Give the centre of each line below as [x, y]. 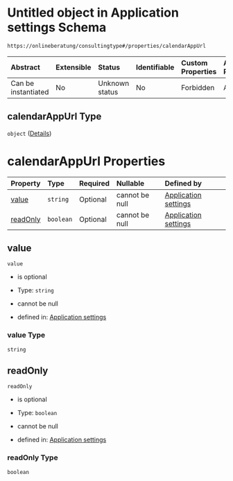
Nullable [130, 183]
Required [94, 183]
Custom [195, 62]
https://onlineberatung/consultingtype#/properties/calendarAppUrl [107, 46]
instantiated [30, 91]
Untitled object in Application [93, 13]
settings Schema [57, 27]
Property [26, 183]
